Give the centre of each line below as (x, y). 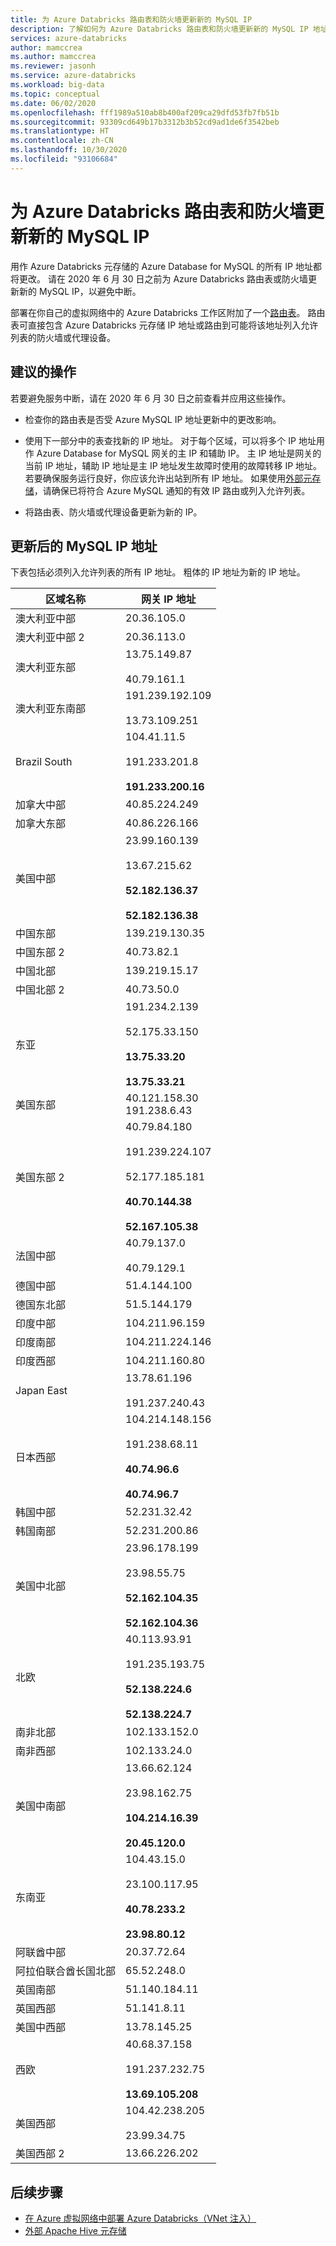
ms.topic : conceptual (55, 94)
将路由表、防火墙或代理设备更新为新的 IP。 (113, 512)
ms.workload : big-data (57, 85)
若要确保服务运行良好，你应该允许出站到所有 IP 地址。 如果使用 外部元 (168, 478)
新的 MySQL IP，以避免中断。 (80, 291)
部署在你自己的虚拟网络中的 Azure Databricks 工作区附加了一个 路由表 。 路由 (168, 312)
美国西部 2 (40, 2154)
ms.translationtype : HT (60, 131)
